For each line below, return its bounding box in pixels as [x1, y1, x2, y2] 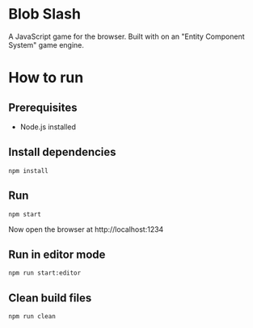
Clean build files [8, 291, 92, 305]
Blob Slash [8, 5, 81, 23]
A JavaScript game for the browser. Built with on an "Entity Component [8, 32, 245, 41]
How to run [8, 69, 84, 87]
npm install [8, 166, 48, 175]
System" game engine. [8, 40, 85, 49]
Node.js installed [19, 122, 77, 132]
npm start [8, 210, 42, 218]
